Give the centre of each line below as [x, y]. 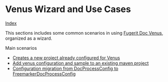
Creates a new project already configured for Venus [66, 58]
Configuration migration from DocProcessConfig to [65, 68]
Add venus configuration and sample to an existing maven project [81, 63]
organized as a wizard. [29, 38]
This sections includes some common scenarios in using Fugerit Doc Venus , [84, 33]
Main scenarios [21, 48]
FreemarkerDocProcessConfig [44, 73]
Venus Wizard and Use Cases [68, 9]
